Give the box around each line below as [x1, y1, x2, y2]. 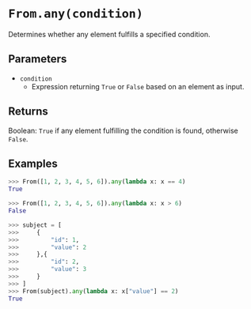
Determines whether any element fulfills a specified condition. [8, 29, 211, 39]
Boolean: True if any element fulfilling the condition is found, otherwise [8, 126, 239, 135]
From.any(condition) [8, 6, 144, 21]
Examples [8, 156, 58, 170]
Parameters [8, 52, 67, 66]
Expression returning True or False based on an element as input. [31, 81, 245, 91]
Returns [8, 105, 49, 119]
